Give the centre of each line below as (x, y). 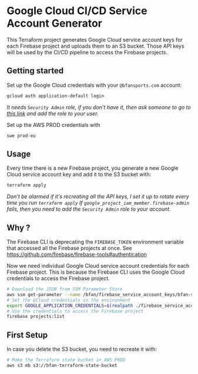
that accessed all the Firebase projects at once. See (69, 248)
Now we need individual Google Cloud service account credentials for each (98, 266)
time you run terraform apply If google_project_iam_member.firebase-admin (98, 203)
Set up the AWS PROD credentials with (53, 124)
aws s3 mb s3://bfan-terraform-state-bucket (62, 365)
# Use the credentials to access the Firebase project (75, 311)
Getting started (35, 71)
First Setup (27, 335)
